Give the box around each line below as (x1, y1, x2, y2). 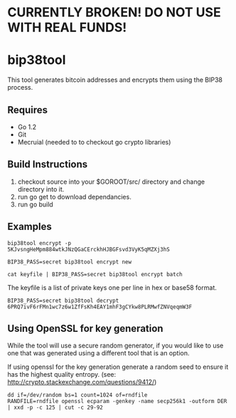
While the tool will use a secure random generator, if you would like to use (7, 341, 224, 350)
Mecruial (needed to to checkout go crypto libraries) (17, 137, 171, 146)
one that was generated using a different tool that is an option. (7, 349, 190, 357)
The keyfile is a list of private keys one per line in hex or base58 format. (7, 283, 217, 292)
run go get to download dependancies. (17, 192, 132, 201)
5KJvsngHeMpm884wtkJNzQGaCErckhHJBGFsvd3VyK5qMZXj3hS (7, 246, 171, 253)
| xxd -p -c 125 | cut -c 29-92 (7, 404, 103, 412)
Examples (7, 221, 52, 233)
